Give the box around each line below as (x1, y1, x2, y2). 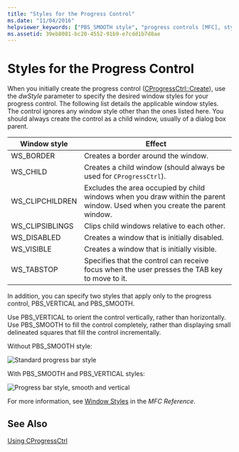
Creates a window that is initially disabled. (84, 232, 224, 242)
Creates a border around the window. (84, 151, 208, 161)
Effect (145, 139, 167, 149)
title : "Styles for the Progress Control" (7, 10, 135, 18)
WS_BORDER (11, 151, 55, 161)
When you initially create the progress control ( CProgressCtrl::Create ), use (7, 85, 226, 93)
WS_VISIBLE (11, 244, 52, 254)
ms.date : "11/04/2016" (7, 17, 75, 24)
